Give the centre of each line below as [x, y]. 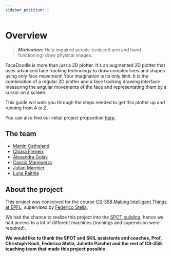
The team [21, 134]
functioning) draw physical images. [55, 55]
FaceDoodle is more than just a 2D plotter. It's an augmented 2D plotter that [85, 65]
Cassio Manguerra [32, 163]
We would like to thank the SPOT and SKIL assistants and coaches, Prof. [84, 238]
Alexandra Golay [30, 157]
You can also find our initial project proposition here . [61, 117]
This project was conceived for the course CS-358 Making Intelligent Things [86, 202]
